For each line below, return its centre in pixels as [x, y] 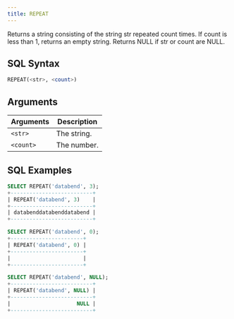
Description [78, 122]
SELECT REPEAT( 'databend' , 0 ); [53, 232]
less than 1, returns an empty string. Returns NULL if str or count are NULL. [116, 41]
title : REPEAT [28, 14]
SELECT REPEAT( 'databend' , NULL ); [58, 277]
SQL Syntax [33, 64]
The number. [77, 145]
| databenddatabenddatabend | [52, 212]
